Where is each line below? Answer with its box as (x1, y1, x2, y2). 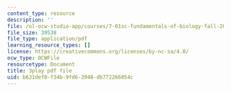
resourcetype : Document (7, 61, 76, 68)
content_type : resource (7, 10, 76, 17)
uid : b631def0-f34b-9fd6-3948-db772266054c (7, 73, 134, 81)
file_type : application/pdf (7, 36, 88, 42)
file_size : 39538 (7, 29, 57, 36)
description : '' (7, 16, 54, 23)
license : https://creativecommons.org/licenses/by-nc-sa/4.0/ (7, 49, 189, 55)
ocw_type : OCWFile (7, 55, 60, 62)
